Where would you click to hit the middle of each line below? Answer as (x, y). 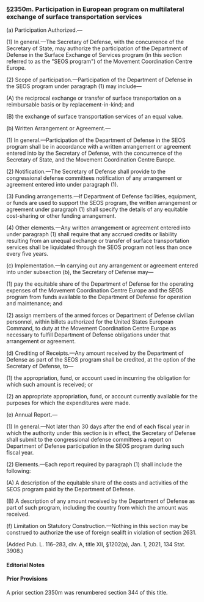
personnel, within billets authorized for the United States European (90, 322)
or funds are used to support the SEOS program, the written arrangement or (102, 203)
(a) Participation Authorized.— (45, 30)
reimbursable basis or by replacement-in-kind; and (70, 105)
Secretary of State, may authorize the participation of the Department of (97, 48)
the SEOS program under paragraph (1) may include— (74, 86)
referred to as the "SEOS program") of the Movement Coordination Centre (99, 61)
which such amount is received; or (50, 385)
